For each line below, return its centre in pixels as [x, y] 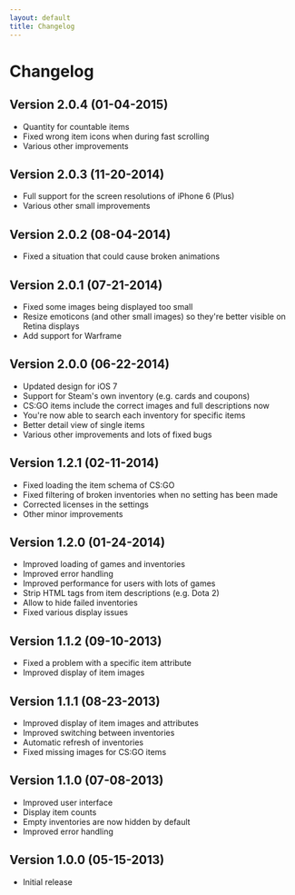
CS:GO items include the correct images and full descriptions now [146, 405]
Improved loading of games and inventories [104, 564]
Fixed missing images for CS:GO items [94, 752]
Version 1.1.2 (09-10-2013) [86, 641]
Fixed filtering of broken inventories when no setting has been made [150, 494]
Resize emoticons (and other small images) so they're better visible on [154, 316]
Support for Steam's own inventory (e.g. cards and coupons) [136, 395]
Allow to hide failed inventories [80, 603]
